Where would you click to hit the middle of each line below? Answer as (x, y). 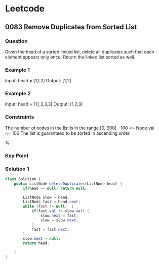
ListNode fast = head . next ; (52, 202)
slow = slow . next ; (59, 220)
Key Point (17, 156)
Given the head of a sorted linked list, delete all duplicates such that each (80, 52)
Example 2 (18, 94)
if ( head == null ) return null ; (55, 188)
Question (17, 41)
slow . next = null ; (42, 239)
